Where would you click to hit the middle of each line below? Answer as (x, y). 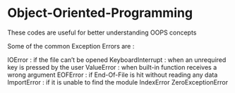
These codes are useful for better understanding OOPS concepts (102, 32)
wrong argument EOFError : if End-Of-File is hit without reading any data (113, 75)
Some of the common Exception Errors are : (71, 46)
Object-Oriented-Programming (100, 13)
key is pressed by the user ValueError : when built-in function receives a (112, 67)
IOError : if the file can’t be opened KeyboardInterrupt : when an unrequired (117, 60)
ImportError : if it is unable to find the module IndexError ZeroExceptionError (118, 82)
